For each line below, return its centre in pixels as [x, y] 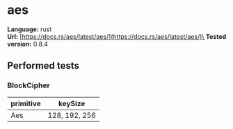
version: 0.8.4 [28, 44]
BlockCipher [29, 85]
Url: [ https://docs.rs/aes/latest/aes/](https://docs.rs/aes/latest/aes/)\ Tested [117, 36]
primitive [26, 103]
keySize [72, 103]
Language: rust [30, 29]
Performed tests [43, 66]
